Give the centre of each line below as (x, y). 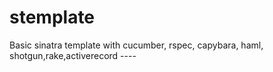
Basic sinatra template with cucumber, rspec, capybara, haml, (136, 45)
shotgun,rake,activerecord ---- (73, 55)
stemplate (52, 17)
